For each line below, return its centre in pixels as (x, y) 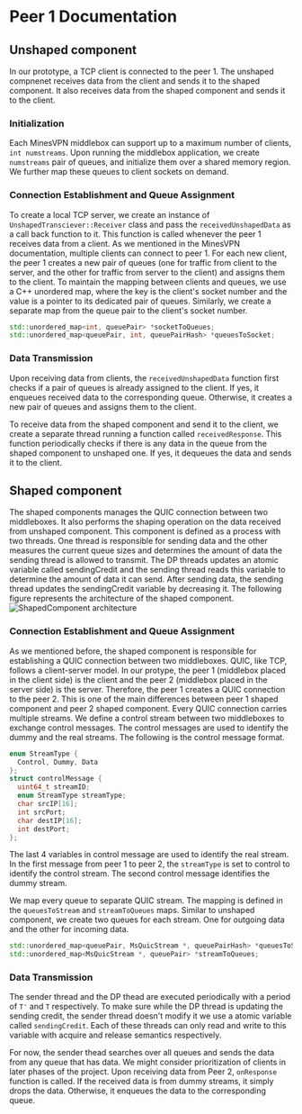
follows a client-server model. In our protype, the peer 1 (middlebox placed (147, 670)
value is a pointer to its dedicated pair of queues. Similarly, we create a (140, 301)
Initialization (37, 123)
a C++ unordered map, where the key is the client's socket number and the (148, 291)
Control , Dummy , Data (58, 762)
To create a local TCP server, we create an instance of (110, 214)
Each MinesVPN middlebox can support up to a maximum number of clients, (151, 143)
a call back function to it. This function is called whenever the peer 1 (136, 234)
